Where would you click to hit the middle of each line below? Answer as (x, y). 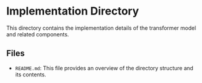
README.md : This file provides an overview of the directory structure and (104, 68)
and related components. (38, 34)
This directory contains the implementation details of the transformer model (101, 28)
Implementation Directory (73, 11)
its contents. (31, 75)
